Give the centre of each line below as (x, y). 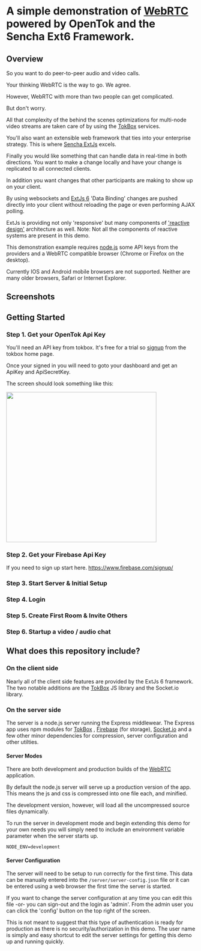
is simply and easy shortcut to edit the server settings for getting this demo (99, 935)
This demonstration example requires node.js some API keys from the (92, 247)
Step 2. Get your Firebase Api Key (56, 555)
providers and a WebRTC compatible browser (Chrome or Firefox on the (95, 253)
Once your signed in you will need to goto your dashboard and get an (92, 365)
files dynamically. (28, 812)
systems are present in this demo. (48, 235)
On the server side (34, 709)
